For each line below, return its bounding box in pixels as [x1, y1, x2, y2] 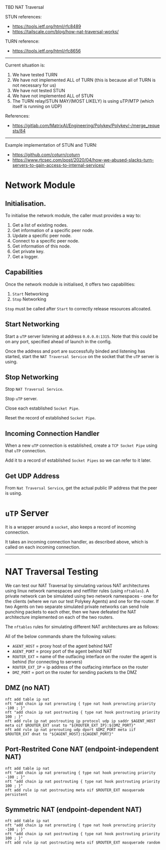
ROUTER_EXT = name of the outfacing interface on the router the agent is [12, 653, 157, 659]
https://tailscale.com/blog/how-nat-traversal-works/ [12, 29, 119, 34]
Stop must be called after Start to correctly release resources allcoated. [5, 305, 152, 311]
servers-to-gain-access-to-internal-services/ [12, 162, 105, 168]
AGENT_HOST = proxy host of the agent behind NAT [12, 643, 113, 649]
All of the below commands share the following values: [5, 633, 117, 639]
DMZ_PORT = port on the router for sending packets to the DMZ [12, 669, 137, 675]
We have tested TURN [12, 72, 58, 77]
